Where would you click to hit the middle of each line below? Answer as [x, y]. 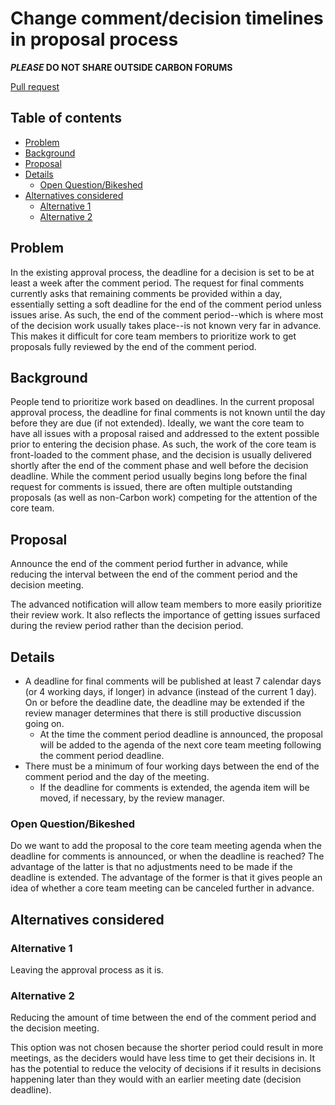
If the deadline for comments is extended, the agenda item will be [174, 787]
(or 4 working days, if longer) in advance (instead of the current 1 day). [170, 691]
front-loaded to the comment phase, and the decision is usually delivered [161, 455]
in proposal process [94, 39]
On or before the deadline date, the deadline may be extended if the [165, 702]
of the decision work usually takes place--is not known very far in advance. [166, 325]
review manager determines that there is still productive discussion [163, 713]
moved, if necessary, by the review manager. [132, 798]
